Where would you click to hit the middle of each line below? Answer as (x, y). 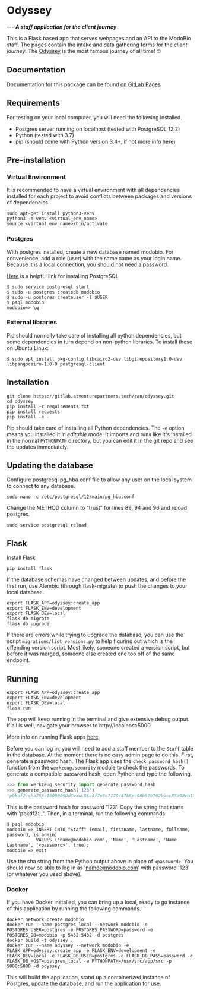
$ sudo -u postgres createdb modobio (53, 292)
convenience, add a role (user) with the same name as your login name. (94, 258)
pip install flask (29, 569)
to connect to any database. (41, 486)
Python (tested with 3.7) (45, 135)
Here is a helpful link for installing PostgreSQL (63, 276)
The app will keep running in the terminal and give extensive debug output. (98, 719)
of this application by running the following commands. (74, 909)
